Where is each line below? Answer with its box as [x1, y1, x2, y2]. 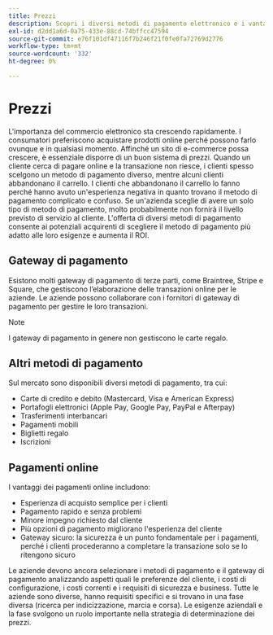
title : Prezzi [8, 11, 57, 20]
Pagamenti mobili [19, 420, 79, 430]
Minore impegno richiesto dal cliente [19, 515, 143, 525]
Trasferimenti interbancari [19, 411, 108, 421]
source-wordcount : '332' [8, 50, 93, 58]
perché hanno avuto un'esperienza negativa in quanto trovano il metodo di [8, 186, 258, 196]
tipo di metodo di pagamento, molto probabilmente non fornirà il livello [8, 204, 244, 214]
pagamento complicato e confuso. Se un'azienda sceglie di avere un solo [8, 195, 254, 205]
